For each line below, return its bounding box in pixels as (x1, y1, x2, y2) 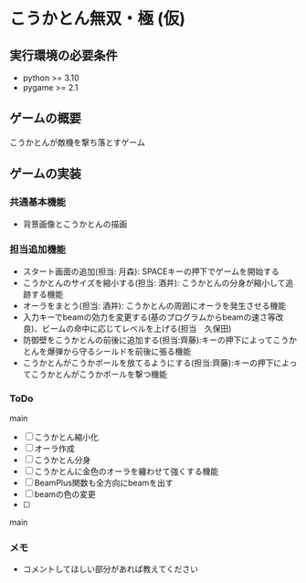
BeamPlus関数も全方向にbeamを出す (34, 477, 174, 489)
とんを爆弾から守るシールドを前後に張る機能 (22, 345, 192, 356)
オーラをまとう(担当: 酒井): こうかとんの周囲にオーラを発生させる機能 (22, 300, 286, 311)
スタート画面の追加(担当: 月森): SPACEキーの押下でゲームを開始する (22, 266, 280, 277)
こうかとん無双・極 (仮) (9, 8, 185, 29)
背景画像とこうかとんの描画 (22, 218, 128, 229)
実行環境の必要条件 (9, 48, 118, 63)
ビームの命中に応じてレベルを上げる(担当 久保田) (41, 323, 232, 334)
